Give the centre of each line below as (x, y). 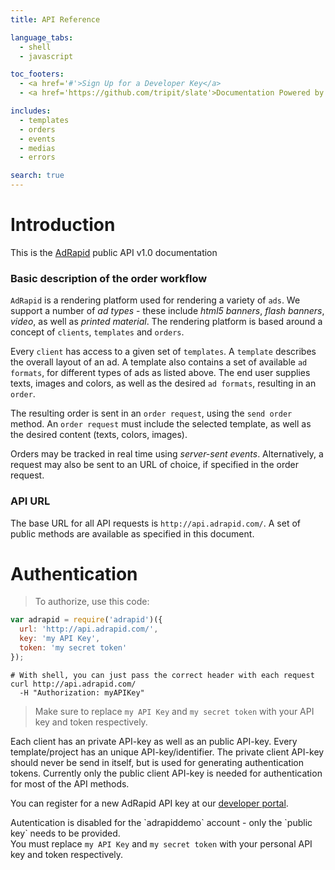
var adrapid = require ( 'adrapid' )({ (86, 620)
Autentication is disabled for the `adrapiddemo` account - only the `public (161, 822)
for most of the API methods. (70, 783)
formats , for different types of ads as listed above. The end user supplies (160, 373)
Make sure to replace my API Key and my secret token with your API (174, 711)
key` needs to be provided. (65, 833)
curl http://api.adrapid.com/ (73, 684)
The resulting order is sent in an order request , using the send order (151, 413)
